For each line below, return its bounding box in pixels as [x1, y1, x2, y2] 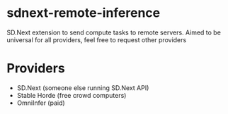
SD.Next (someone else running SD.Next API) [16, 83, 149, 92]
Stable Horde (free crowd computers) [16, 91, 127, 99]
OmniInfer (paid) [16, 99, 65, 107]
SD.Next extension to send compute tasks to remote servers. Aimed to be [6, 28, 221, 37]
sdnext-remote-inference [6, 5, 161, 21]
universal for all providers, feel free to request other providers [6, 35, 187, 44]
